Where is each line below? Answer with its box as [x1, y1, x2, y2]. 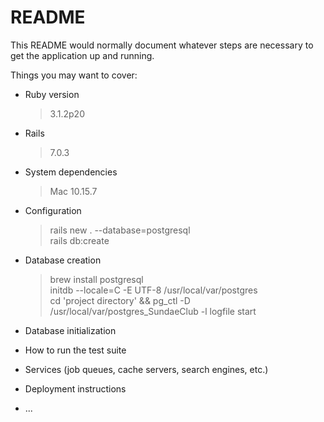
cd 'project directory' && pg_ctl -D [49, 294, 191, 306]
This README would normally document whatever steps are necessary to [10, 39, 314, 51]
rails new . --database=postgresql [49, 224, 191, 236]
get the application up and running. [10, 49, 155, 61]
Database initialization [24, 324, 117, 336]
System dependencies [24, 166, 118, 178]
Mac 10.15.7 [49, 185, 98, 197]
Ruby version [24, 88, 80, 100]
